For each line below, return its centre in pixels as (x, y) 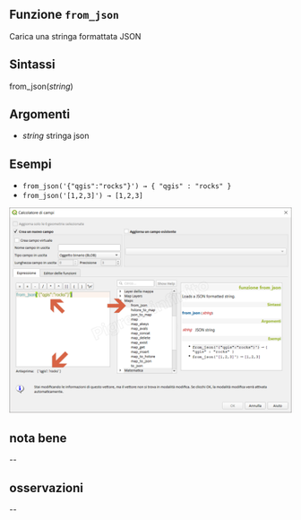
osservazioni (46, 488)
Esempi (30, 164)
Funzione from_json (64, 15)
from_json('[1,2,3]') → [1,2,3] (82, 196)
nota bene (38, 438)
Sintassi (32, 65)
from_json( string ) (41, 86)
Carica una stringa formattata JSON (75, 36)
